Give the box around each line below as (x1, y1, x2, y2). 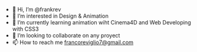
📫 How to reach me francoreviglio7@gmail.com (12, 39, 133, 46)
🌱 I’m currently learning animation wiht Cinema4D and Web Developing (12, 19, 191, 26)
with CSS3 (12, 25, 39, 32)
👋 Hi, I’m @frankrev (12, 6, 61, 13)
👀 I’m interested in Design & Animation (12, 12, 109, 20)
